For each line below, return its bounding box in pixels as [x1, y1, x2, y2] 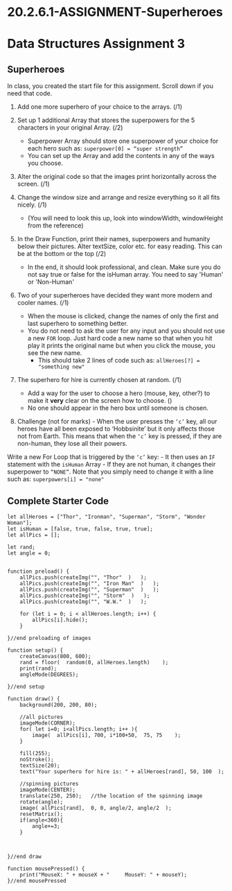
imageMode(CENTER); [19, 786, 76, 793]
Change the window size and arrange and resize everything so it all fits [17, 193, 220, 202]
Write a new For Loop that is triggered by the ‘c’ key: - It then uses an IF [7, 453, 216, 461]
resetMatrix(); [19, 811, 64, 818]
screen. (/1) [17, 180, 50, 188]
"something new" [37, 363, 85, 371]
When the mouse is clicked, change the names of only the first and [27, 312, 219, 320]
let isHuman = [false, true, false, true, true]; [7, 526, 154, 533]
